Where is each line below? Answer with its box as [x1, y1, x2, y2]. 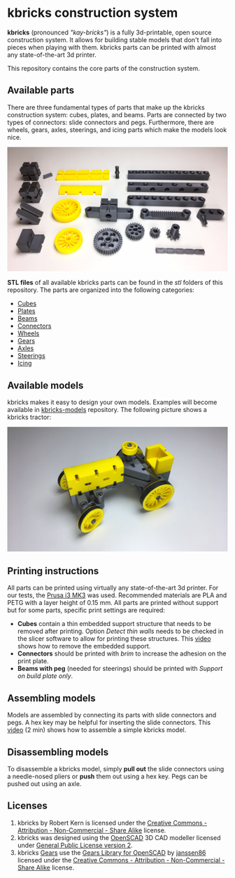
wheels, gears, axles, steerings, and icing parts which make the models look [7, 125, 227, 134]
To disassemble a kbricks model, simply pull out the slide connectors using [7, 765, 225, 773]
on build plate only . [17, 672, 73, 680]
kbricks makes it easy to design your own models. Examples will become [7, 398, 218, 406]
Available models [7, 379, 84, 391]
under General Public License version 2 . [17, 841, 133, 849]
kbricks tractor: [7, 413, 51, 422]
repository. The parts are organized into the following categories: [7, 286, 194, 294]
